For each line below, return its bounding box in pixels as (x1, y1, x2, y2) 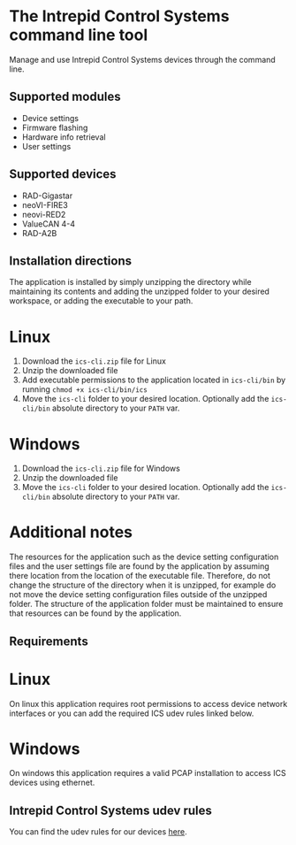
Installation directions (9, 253, 133, 268)
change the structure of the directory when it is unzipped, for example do (9, 580, 277, 590)
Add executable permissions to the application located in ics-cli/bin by (21, 374, 286, 386)
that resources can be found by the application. (9, 608, 182, 618)
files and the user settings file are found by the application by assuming (9, 561, 269, 572)
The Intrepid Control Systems (9, 6, 230, 27)
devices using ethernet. (9, 777, 95, 788)
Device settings (21, 112, 80, 123)
